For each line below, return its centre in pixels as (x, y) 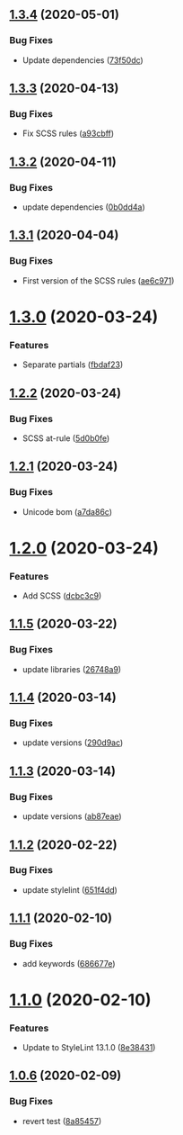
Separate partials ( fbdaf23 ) (73, 365)
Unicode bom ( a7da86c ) (67, 511)
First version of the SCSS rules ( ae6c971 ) (98, 280)
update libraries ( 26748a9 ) (72, 669)
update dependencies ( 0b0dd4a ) (83, 207)
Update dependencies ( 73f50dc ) (83, 60)
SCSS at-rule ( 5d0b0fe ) (66, 438)
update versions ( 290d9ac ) (73, 743)
